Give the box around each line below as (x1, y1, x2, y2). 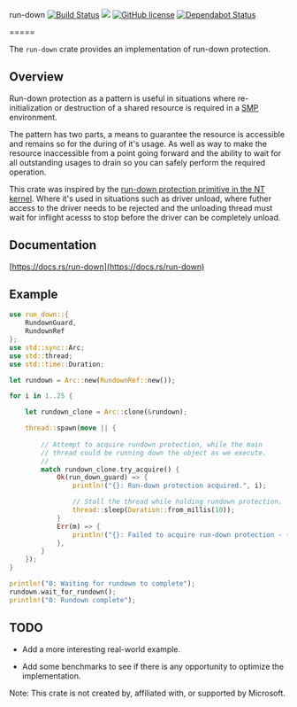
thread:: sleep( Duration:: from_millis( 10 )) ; (72, 506, 236, 515)
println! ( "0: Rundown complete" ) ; (9, 595, 137, 604)
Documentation (9, 237, 97, 252)
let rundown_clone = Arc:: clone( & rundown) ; (25, 408, 188, 416)
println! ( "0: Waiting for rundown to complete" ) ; (9, 579, 196, 588)
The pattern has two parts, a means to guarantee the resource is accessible (9, 128, 286, 139)
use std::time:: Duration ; (9, 360, 104, 369)
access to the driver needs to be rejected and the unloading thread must (9, 202, 273, 213)
